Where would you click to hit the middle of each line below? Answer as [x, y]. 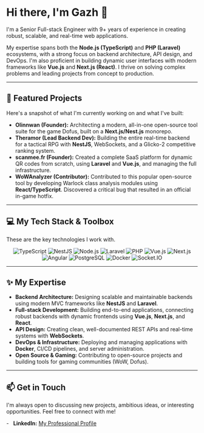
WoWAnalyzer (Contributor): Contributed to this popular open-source [104, 177]
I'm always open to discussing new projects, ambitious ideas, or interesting [100, 405]
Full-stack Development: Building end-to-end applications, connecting [104, 310]
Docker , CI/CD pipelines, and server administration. [80, 349]
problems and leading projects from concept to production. [80, 73]
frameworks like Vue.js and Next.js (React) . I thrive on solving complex [96, 67]
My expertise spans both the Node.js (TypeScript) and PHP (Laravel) [93, 48]
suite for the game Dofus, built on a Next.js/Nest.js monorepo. [94, 131]
